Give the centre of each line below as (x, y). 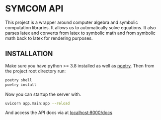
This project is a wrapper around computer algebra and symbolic (72, 22)
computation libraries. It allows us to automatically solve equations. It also (80, 27)
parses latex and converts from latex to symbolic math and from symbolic (80, 33)
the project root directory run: (36, 71)
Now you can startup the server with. (43, 94)
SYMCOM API (34, 9)
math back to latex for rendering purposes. (49, 38)
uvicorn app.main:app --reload (38, 103)
